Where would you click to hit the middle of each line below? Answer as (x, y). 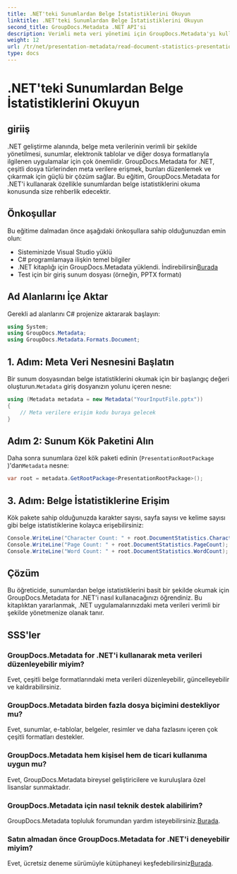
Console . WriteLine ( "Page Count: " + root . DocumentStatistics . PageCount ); (118, 544)
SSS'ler (24, 635)
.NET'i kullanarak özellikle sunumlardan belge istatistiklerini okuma (104, 184)
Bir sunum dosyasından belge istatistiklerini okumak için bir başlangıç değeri (118, 378)
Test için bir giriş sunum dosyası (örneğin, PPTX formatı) (99, 274)
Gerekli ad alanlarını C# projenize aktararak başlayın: (84, 314)
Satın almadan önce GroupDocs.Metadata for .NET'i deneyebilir (119, 839)
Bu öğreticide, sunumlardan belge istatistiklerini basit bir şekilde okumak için (118, 590)
